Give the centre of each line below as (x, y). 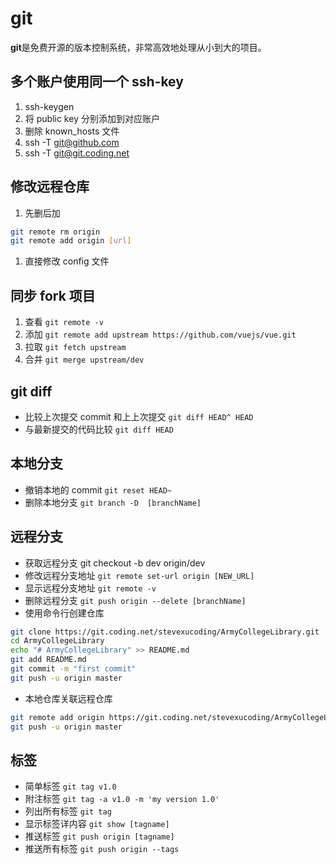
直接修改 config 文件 (67, 261)
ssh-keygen (49, 106)
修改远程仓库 (50, 187)
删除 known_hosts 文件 (72, 131)
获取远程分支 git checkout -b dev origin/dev (115, 563)
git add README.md (48, 660)
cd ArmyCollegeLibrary (57, 641)
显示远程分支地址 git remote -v (90, 588)
